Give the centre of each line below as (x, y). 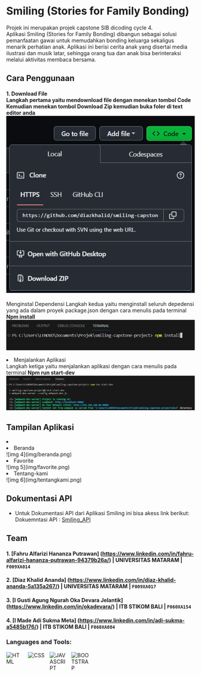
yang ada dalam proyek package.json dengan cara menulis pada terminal (96, 311)
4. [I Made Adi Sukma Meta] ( (43, 620)
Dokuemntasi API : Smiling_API (53, 519)
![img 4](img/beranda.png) (39, 454)
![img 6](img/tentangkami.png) (44, 480)
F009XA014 (19, 567)
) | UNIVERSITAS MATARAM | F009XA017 (107, 587)
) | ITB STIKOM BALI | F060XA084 (76, 627)
